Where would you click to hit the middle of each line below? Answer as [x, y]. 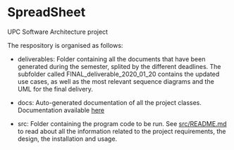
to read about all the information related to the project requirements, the [122, 131]
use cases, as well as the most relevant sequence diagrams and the [116, 81]
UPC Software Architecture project [57, 32]
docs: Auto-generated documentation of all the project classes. [110, 102]
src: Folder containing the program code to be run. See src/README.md [122, 123]
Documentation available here [61, 110]
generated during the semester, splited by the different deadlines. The [119, 66]
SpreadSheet [47, 12]
